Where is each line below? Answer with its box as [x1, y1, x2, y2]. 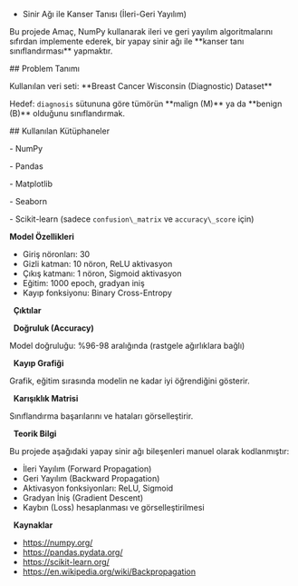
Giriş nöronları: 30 [22, 249, 91, 259]
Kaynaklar [13, 520, 53, 531]
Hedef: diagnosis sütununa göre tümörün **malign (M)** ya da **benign [9, 98, 283, 109]
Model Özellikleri [9, 232, 74, 242]
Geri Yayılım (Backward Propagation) [22, 473, 160, 483]
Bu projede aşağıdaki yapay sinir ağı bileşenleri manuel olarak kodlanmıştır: [9, 446, 290, 456]
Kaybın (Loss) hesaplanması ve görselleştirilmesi [22, 502, 206, 512]
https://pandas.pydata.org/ [22, 547, 123, 558]
